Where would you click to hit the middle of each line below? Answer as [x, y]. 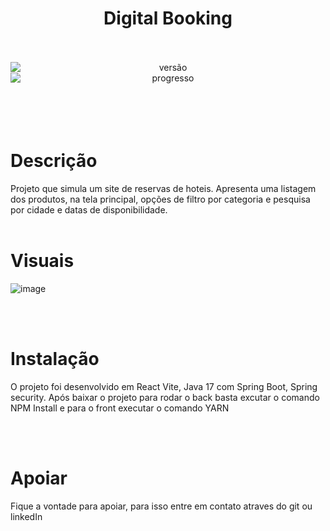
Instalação [55, 359]
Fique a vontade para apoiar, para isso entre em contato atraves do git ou [161, 506]
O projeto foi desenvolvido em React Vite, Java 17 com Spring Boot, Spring [164, 386]
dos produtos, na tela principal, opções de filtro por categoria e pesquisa [160, 199]
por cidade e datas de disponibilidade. [89, 209]
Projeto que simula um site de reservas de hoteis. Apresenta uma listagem [163, 188]
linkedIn [26, 516]
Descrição [54, 161]
